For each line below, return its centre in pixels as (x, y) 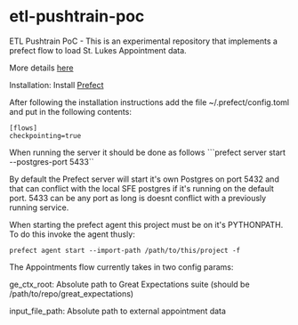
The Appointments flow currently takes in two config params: (121, 267)
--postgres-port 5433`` (52, 161)
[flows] (24, 128)
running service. (39, 207)
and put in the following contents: (70, 111)
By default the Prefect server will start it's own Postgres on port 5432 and (145, 179)
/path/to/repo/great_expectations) (72, 293)
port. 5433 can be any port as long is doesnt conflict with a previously (138, 198)
